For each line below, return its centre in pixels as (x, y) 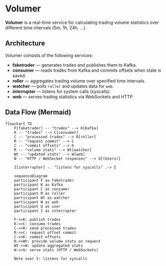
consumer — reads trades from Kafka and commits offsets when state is (87, 70)
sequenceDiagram (31, 176)
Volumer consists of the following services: (49, 55)
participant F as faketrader (44, 180)
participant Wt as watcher (42, 198)
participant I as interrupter (45, 211)
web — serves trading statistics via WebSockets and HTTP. (73, 96)
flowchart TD (19, 124)
